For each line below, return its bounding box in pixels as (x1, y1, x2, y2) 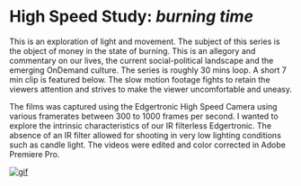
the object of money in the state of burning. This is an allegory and (9, 45, 256, 56)
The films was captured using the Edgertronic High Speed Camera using (9, 101, 278, 111)
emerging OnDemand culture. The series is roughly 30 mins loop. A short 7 (9, 65, 288, 75)
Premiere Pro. (9, 148, 60, 159)
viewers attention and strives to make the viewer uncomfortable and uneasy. (9, 84, 293, 94)
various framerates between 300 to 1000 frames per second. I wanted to (9, 111, 279, 121)
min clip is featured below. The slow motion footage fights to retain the (9, 74, 271, 84)
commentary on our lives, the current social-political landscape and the (9, 55, 274, 66)
